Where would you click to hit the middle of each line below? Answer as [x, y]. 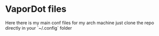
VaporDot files [36, 9]
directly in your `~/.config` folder [39, 28]
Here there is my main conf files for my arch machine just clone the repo [79, 23]
